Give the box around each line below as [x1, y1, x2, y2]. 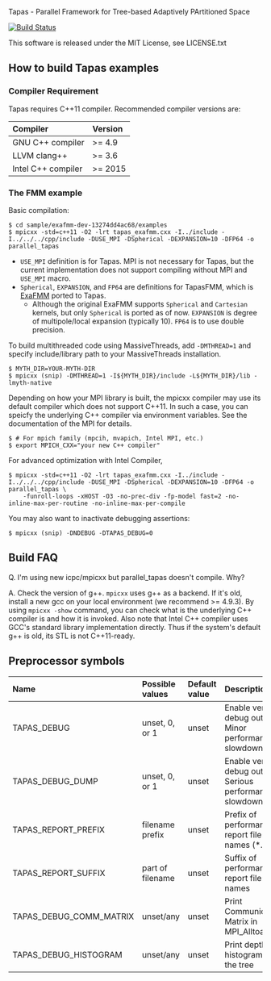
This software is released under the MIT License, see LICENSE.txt [8, 38, 227, 48]
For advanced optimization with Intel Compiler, [8, 455, 163, 465]
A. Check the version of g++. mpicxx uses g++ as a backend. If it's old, [8, 588, 243, 598]
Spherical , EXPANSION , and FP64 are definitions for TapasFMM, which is [19, 282, 254, 291]
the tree [224, 959, 254, 971]
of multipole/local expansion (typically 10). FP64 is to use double [31, 316, 244, 326]
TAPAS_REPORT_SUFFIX [12, 867, 106, 879]
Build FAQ [8, 551, 59, 565]
